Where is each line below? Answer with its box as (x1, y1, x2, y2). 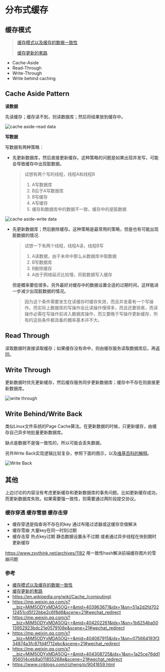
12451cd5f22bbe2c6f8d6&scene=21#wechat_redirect (12, 609, 121, 615)
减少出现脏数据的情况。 (21, 288, 69, 294)
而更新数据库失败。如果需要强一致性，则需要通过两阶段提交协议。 (5, 496, 138, 502)
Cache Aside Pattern (5, 89, 70, 98)
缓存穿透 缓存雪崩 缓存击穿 (5, 509, 68, 516)
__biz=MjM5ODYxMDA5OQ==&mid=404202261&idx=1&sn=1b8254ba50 (12, 619, 159, 625)
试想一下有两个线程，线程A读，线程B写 (24, 243, 104, 249)
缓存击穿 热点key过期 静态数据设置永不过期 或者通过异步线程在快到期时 (12, 533, 157, 539)
